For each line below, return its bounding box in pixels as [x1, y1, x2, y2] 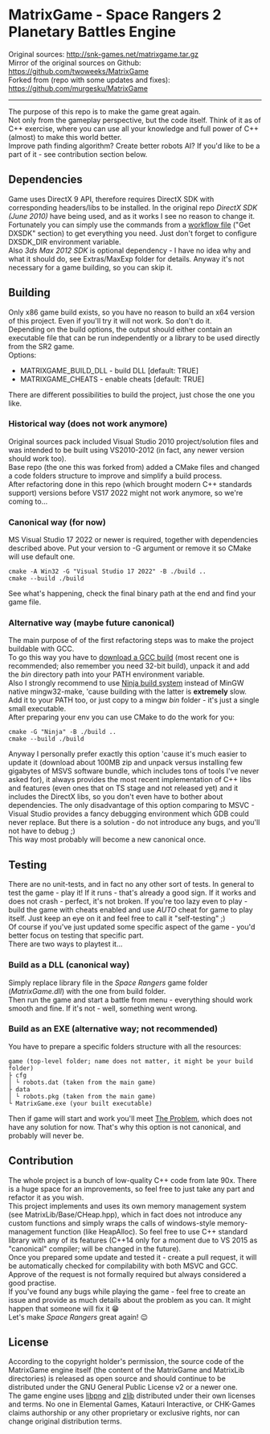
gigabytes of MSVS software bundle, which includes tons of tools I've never [8, 766, 260, 776]
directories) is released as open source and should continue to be [8, 1374, 227, 1383]
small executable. [8, 704, 67, 714]
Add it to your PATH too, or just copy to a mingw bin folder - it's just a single [8, 695, 260, 705]
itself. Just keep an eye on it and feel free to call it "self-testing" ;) [8, 913, 226, 923]
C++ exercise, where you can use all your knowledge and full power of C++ [8, 123, 259, 134]
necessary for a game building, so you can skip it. [8, 262, 174, 272]
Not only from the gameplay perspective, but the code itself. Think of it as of [8, 115, 261, 125]
